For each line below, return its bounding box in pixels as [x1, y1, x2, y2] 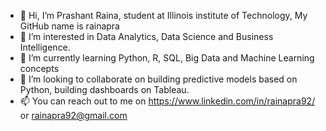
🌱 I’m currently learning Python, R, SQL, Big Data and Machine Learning [19, 52, 315, 64]
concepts [19, 63, 60, 74]
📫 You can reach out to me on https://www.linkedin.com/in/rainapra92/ [19, 95, 316, 107]
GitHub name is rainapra [19, 20, 120, 32]
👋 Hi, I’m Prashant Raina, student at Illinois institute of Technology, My [19, 10, 308, 21]
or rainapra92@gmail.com [19, 110, 128, 121]
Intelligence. [19, 41, 71, 53]
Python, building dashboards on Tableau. [19, 84, 190, 95]
